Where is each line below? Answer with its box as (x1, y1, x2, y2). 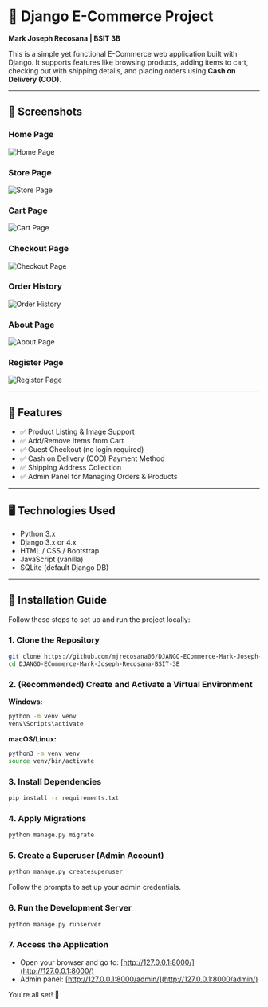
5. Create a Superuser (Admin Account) (8, 849, 164, 860)
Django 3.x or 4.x (19, 537, 77, 547)
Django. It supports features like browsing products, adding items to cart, (8, 57, 249, 67)
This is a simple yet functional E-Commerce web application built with (8, 49, 238, 58)
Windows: (8, 697, 43, 706)
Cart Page (8, 205, 48, 216)
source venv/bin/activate (8, 757, 94, 765)
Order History (8, 281, 62, 292)
